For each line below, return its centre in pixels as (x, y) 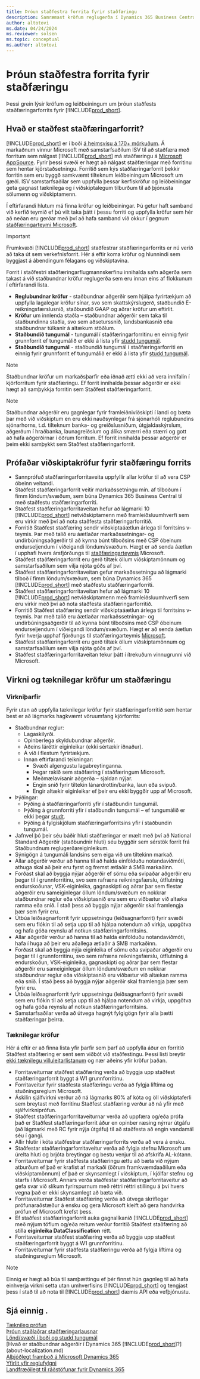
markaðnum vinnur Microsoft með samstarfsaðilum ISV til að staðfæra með (98, 149)
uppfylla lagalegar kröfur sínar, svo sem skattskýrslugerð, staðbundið (99, 303)
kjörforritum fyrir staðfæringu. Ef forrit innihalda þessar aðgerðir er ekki (93, 383)
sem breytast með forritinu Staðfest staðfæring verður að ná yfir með (99, 1104)
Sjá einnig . (27, 1311)
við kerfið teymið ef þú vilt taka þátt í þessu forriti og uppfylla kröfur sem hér (100, 212)
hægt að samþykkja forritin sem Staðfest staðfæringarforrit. (79, 389)
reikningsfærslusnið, (40, 309)
